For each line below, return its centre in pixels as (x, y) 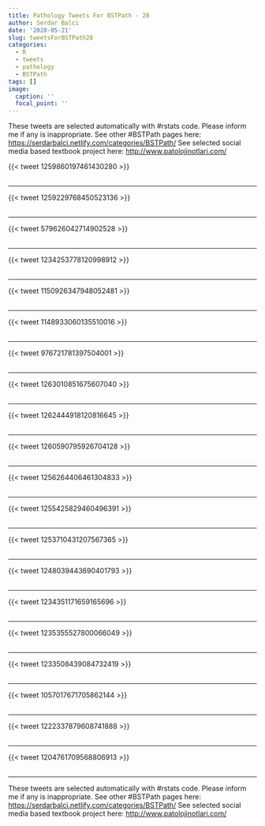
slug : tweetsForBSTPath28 (50, 38)
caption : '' (35, 96)
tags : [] (22, 81)
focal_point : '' (42, 103)
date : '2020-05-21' (40, 30)
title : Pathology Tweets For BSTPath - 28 (79, 15)
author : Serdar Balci (44, 23)
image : (19, 89)
